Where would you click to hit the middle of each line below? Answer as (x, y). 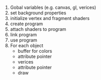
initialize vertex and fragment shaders (50, 18)
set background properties (38, 13)
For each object (27, 45)
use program (23, 40)
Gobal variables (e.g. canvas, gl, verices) (53, 7)
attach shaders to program (38, 29)
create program (27, 24)
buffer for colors (35, 51)
